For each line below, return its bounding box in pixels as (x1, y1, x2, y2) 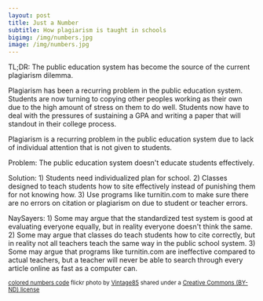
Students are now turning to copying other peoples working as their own (8, 94, 243, 104)
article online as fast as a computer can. (8, 264, 138, 273)
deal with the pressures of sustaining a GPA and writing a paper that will (8, 111, 241, 120)
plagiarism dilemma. (8, 71, 73, 80)
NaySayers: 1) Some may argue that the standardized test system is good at (8, 214, 254, 223)
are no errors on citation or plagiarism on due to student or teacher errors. (8, 198, 248, 208)
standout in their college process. (8, 119, 117, 129)
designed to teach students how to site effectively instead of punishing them (8, 182, 256, 191)
